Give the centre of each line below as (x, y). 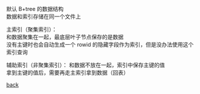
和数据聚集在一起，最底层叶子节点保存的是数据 (65, 37)
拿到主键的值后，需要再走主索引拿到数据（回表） (67, 72)
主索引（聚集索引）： (32, 29)
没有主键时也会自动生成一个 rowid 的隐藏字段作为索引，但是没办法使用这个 (100, 45)
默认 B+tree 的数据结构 (35, 9)
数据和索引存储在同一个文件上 (43, 16)
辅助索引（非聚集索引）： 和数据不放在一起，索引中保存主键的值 (86, 65)
